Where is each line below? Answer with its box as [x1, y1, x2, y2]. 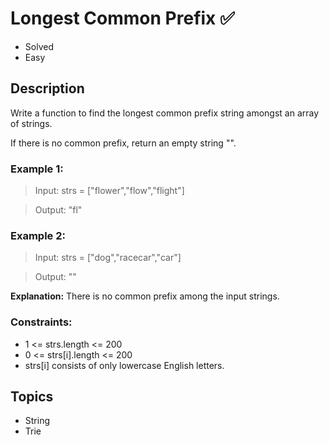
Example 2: [10, 228, 66, 242]
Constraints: [10, 315, 73, 329]
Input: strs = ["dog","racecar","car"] [34, 252, 182, 264]
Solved [24, 40, 54, 52]
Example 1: [10, 162, 64, 176]
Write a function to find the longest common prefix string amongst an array [10, 107, 320, 119]
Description [10, 80, 85, 97]
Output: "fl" [34, 204, 83, 216]
